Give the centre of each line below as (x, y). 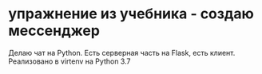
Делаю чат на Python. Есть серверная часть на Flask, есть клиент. (122, 53)
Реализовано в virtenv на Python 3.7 (69, 61)
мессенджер (54, 31)
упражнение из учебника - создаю (131, 14)
